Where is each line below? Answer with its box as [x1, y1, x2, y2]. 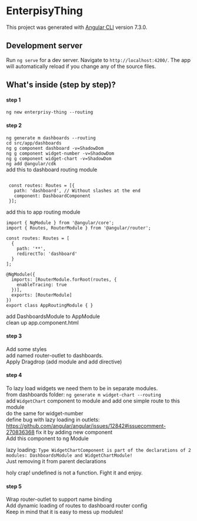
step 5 [6, 483, 22, 490]
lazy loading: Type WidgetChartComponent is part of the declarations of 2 [6, 446, 191, 453]
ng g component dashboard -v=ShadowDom [6, 145, 104, 151]
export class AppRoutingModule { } [6, 302, 94, 308]
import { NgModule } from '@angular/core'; [6, 219, 115, 225]
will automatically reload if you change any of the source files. [6, 63, 156, 70]
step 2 [6, 122, 22, 129]
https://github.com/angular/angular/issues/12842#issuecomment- [6, 422, 166, 429]
